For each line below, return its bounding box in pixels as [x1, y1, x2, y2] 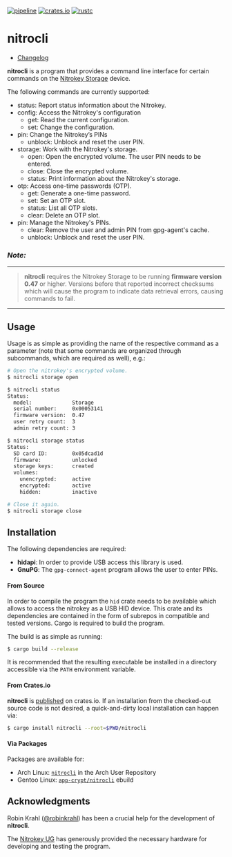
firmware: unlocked [13, 456, 97, 463]
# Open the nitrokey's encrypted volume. [7, 367, 128, 374]
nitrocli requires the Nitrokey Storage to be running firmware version [23, 273, 222, 281]
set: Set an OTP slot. [27, 196, 86, 204]
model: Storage [13, 399, 95, 406]
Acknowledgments [7, 796, 91, 807]
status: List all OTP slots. [27, 204, 98, 212]
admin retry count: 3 [13, 425, 76, 432]
